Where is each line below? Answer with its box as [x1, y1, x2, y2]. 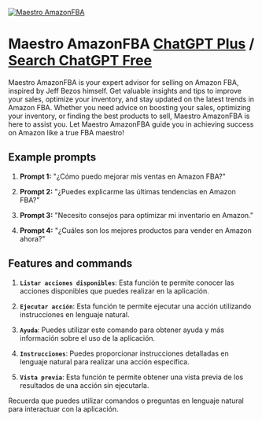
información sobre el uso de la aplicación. [19, 333, 156, 342]
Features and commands [8, 257, 132, 271]
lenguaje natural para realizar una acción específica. [19, 356, 190, 366]
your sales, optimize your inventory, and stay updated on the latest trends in [8, 94, 254, 104]
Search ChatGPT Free [8, 52, 152, 70]
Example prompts [8, 150, 97, 164]
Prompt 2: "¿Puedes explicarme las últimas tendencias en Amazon [19, 186, 236, 196]
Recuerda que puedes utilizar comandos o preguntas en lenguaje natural [8, 396, 244, 405]
